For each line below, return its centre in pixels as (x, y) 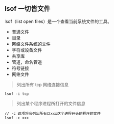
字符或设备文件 (27, 50)
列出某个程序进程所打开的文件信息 (51, 103)
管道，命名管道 (27, 62)
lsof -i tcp (17, 94)
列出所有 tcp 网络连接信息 (43, 85)
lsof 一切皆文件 (27, 9)
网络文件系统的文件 (31, 44)
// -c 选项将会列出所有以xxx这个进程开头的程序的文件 (53, 113)
